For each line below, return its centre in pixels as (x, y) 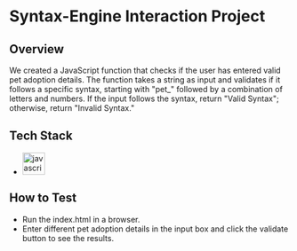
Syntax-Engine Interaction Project (137, 16)
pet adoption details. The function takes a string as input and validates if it (145, 80)
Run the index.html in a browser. (81, 219)
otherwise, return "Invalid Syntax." (72, 108)
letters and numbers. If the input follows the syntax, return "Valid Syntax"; (144, 98)
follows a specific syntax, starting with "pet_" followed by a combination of (146, 89)
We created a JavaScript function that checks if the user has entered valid (145, 70)
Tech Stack (41, 136)
